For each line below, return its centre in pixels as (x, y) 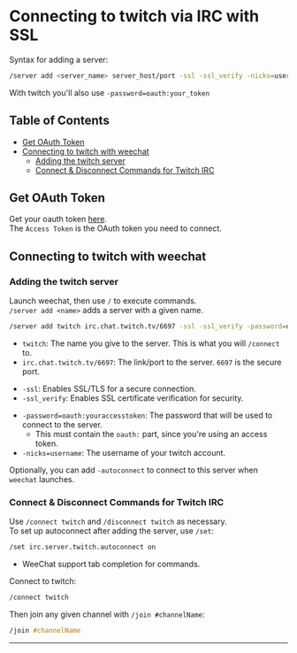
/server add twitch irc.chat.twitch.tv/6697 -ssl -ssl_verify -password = (148, 326)
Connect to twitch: (43, 581)
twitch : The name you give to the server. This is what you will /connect (151, 343)
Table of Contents (60, 121)
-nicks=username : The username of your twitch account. (124, 453)
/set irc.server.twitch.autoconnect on (83, 547)
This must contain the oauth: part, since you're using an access (151, 434)
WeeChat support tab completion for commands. (111, 565)
